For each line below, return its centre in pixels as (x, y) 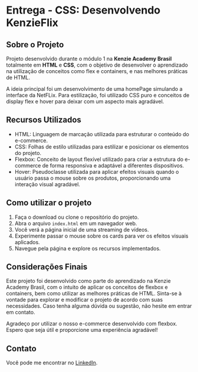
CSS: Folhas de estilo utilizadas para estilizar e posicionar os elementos (102, 147)
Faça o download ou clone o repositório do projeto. (77, 217)
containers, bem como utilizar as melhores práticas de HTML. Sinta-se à (94, 294)
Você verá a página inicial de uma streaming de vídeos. (82, 229)
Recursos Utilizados (44, 120)
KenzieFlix (32, 23)
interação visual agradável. (47, 184)
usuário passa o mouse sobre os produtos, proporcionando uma (93, 178)
